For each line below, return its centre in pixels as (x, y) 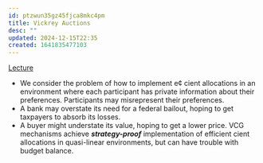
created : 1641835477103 (48, 45)
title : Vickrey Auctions (49, 23)
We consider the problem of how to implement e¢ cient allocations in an (137, 83)
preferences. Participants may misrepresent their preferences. (122, 100)
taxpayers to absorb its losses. (70, 117)
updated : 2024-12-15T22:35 (53, 38)
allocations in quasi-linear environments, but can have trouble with (129, 142)
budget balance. (47, 151)
